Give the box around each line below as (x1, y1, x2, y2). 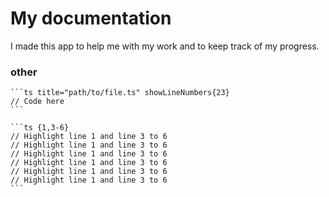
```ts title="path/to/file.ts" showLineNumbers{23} (10, 88, 230, 98)
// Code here (10, 97, 65, 107)
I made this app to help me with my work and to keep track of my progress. (10, 40, 320, 52)
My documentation (10, 7, 172, 30)
